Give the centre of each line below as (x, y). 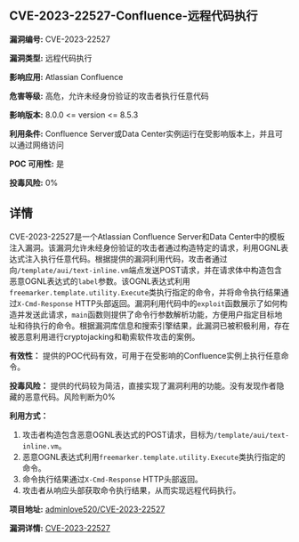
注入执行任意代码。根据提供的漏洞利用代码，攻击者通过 (126, 259)
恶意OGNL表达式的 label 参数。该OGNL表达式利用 (100, 281)
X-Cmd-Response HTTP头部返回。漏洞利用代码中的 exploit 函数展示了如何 (149, 303)
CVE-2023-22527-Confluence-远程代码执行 (133, 16)
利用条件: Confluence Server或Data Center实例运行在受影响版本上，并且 (142, 133)
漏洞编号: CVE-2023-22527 (60, 39)
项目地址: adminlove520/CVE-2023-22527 (87, 509)
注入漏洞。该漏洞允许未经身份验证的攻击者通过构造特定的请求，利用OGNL (145, 247)
